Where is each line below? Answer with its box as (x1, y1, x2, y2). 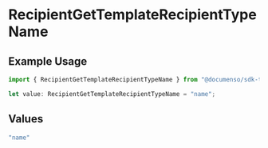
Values (8, 112, 44, 126)
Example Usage (8, 54, 88, 68)
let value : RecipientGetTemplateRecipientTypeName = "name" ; (8, 90, 216, 98)
